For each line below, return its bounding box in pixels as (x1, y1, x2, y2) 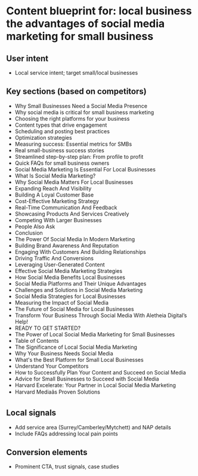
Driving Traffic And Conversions (14, 254, 94, 262)
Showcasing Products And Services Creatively (14, 210, 129, 217)
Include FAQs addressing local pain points (14, 430, 118, 437)
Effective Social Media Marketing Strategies (14, 267, 123, 274)
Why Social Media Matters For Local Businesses (14, 178, 134, 186)
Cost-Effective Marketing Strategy (14, 197, 100, 204)
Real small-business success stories (14, 146, 104, 153)
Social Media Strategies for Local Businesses (14, 293, 126, 300)
